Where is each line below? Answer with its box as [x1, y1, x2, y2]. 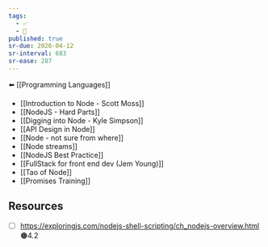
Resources [8, 199, 64, 213]
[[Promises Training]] [19, 176, 91, 185]
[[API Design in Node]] [19, 124, 95, 134]
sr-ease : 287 [8, 57, 52, 66]
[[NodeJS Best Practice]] [19, 150, 104, 160]
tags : [8, 11, 27, 20]
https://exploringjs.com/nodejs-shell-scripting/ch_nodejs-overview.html [19, 220, 260, 231]
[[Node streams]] [19, 141, 78, 151]
